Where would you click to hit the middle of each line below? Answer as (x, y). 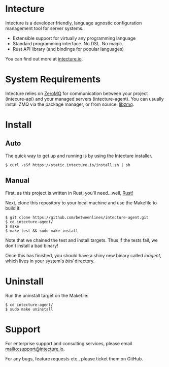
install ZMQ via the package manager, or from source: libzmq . (70, 104)
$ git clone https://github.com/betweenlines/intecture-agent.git (77, 217)
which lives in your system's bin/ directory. (50, 261)
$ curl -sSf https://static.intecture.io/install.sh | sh (68, 165)
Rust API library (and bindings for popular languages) (68, 49)
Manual (17, 181)
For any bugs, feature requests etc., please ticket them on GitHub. (74, 358)
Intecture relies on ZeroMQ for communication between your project (77, 93)
